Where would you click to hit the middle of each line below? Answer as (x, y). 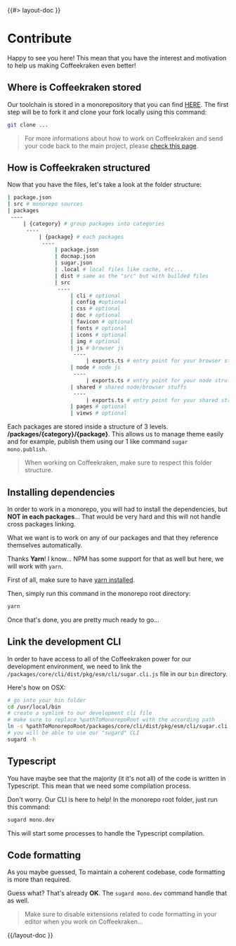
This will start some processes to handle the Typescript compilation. (106, 833)
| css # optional (95, 309)
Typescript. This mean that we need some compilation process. (99, 786)
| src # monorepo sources (45, 204)
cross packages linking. (41, 524)
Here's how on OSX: (37, 687)
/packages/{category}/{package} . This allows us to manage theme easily (116, 434)
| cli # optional (95, 296)
